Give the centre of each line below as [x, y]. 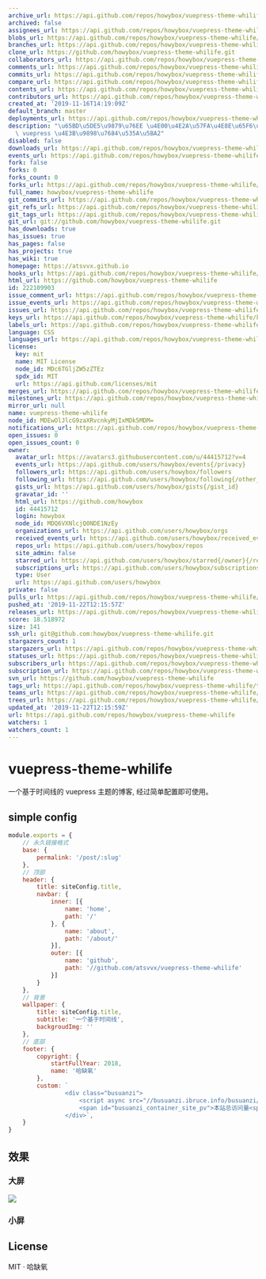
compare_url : [30, 82]
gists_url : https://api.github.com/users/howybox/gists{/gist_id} [127, 487]
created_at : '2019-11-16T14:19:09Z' [68, 104]
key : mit [30, 354]
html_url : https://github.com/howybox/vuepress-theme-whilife [113, 281]
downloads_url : [33, 148]
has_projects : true [40, 251]
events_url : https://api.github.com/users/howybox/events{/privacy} [131, 465]
